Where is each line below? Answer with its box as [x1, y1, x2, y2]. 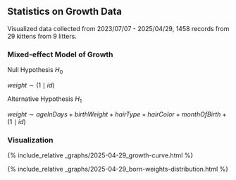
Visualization [7, 135, 54, 145]
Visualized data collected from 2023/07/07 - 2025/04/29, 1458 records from [7, 24, 230, 32]
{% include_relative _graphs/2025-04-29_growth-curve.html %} [7, 151, 194, 160]
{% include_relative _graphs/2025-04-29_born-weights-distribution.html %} [7, 165, 229, 173]
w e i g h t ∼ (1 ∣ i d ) [7, 80, 55, 89]
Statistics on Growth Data [7, 6, 122, 18]
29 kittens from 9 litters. [7, 32, 77, 40]
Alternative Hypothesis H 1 [7, 95, 82, 104]
